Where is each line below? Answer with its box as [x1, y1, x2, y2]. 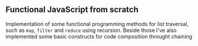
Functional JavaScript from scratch [5, 5, 139, 15]
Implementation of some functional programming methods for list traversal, [5, 20, 189, 27]
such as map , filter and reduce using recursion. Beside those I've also [5, 27, 177, 34]
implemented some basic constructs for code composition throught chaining [5, 32, 193, 40]
